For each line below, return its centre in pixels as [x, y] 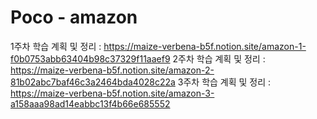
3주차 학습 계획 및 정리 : [224, 82]
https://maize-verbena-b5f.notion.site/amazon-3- [112, 93]
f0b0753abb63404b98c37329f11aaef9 [90, 58]
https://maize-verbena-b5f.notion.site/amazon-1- [205, 46]
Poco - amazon [74, 17]
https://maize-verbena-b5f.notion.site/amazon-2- [112, 70]
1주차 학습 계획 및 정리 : [56, 46]
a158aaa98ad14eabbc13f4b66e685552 [90, 103]
